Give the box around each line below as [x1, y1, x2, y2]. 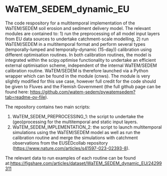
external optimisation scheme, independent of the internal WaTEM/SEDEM [5, 62, 158, 68]
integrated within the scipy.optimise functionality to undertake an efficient [5, 57, 156, 63]
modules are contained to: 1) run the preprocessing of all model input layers [5, 30, 160, 36]
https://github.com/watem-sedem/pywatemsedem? [29, 89, 136, 95]
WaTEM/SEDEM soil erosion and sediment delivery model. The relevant [5, 25, 151, 31]
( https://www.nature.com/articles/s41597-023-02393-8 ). [12, 145, 130, 151]
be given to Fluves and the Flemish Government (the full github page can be [5, 83, 161, 89]
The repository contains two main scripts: [5, 104, 90, 110]
